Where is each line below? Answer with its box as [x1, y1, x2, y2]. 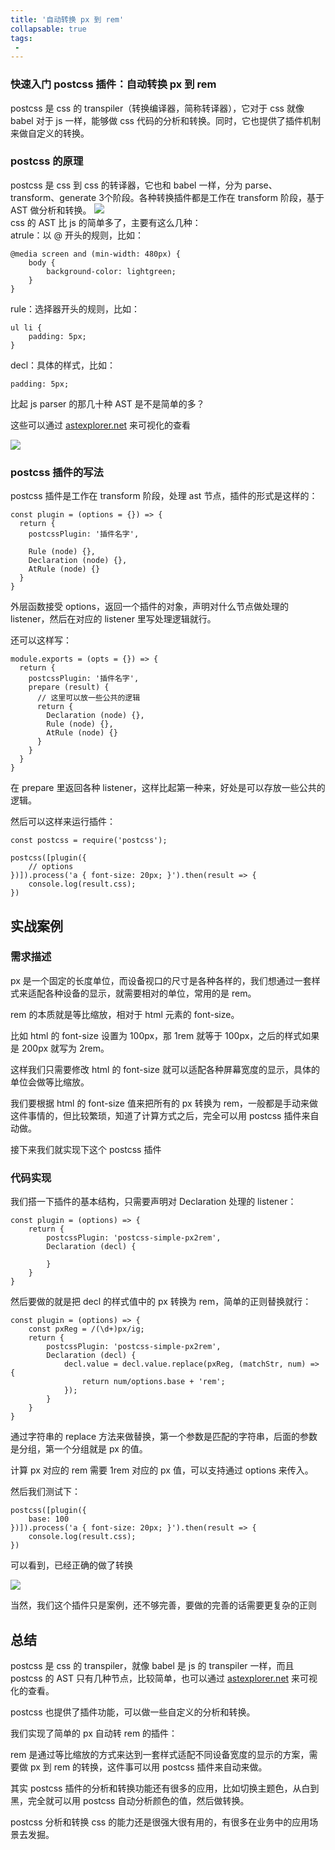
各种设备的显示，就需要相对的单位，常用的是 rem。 [44, 987, 257, 999]
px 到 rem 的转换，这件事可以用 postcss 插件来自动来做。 [29, 1761, 268, 1773]
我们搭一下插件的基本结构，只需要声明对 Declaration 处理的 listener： [10, 1196, 297, 1208]
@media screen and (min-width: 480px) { [10, 249, 182, 259]
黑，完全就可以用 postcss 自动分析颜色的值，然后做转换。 [10, 1794, 250, 1806]
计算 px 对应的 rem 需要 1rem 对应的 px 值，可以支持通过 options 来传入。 [10, 1464, 314, 1476]
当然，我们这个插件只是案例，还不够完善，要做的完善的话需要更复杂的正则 [10, 1599, 317, 1611]
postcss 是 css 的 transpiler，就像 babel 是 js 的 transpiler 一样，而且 [10, 1659, 295, 1671]
